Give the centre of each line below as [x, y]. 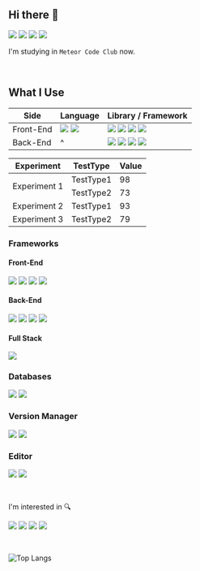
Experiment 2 [38, 205]
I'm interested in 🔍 [40, 507]
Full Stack [26, 338]
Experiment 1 [38, 186]
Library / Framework [147, 115]
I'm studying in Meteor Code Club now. [72, 51]
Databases [30, 377]
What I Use [36, 93]
